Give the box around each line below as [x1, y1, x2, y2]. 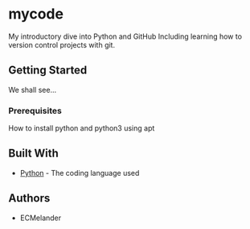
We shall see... [8, 85, 57, 94]
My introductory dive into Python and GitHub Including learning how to [8, 31, 243, 41]
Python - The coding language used [19, 168, 140, 177]
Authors [8, 191, 51, 206]
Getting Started [8, 64, 88, 77]
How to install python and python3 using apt [8, 123, 155, 133]
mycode [8, 5, 64, 23]
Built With [8, 147, 59, 160]
